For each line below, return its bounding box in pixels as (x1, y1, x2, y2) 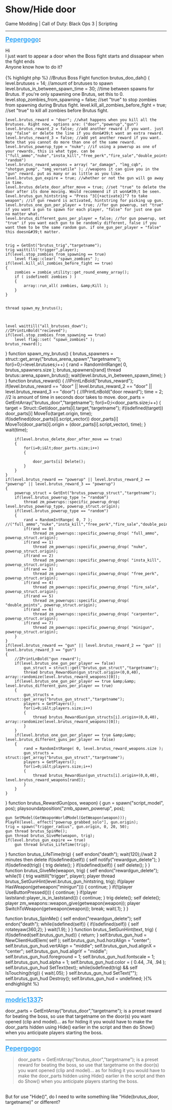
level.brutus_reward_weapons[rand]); (5, 777, 86, 783)
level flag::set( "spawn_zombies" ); (14, 337, 95, 342)
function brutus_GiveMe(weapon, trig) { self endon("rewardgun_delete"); (5, 867, 159, 873)
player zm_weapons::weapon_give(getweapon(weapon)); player (5, 900, 141, 906)
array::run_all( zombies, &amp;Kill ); (24, 283, 109, 288)
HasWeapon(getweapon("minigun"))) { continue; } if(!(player (5, 883, 133, 890)
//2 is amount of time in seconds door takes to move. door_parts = (5, 394, 145, 400)
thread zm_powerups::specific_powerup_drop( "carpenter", (32, 611, 159, 616)
